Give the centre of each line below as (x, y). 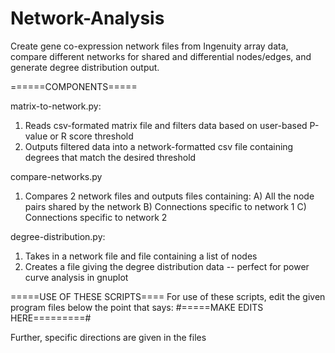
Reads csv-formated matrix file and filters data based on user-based (166, 125)
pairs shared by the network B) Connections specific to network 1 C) (165, 206)
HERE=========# (51, 318)
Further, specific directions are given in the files (108, 337)
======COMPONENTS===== (74, 86)
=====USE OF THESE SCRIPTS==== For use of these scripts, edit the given (168, 296)
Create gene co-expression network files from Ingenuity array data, (149, 46)
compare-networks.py (56, 176)
